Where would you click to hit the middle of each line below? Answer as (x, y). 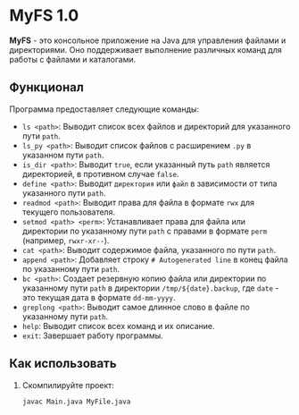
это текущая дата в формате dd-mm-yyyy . (99, 297)
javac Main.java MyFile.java (76, 402)
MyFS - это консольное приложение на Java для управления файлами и (148, 40)
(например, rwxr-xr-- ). (66, 240)
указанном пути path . (63, 155)
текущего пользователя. (69, 212)
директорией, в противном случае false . (100, 174)
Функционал (47, 87)
